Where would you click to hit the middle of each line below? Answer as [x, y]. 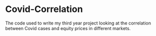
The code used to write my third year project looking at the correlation [78, 23]
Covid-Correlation [44, 9]
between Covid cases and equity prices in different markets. [68, 28]
